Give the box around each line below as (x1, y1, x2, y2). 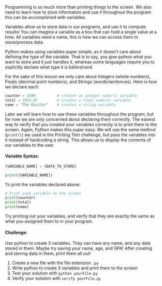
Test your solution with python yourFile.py (12, 270, 98, 276)
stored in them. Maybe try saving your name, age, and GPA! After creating (5, 245, 152, 252)
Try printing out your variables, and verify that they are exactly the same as (5, 213, 155, 219)
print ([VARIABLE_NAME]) (5, 172, 53, 178)
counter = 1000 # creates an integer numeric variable (5, 93, 137, 98)
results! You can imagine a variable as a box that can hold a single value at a (5, 29, 157, 34)
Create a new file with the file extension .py (12, 260, 99, 266)
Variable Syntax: (5, 153, 40, 159)
